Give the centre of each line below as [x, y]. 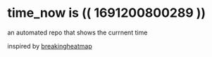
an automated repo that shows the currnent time [77, 32]
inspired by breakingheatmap [50, 46]
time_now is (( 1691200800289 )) [107, 13]
